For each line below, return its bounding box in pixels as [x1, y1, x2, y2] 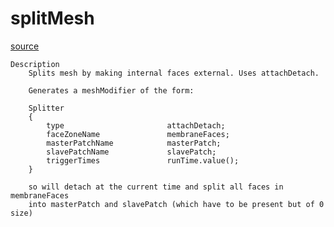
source [10, 40, 40, 52]
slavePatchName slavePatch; [46, 147, 217, 157]
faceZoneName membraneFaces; [46, 129, 230, 139]
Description [10, 59, 60, 69]
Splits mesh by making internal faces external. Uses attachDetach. [28, 68, 320, 78]
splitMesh [10, 7, 95, 30]
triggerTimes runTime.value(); [46, 155, 240, 166]
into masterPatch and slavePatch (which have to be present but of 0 [28, 199, 325, 209]
